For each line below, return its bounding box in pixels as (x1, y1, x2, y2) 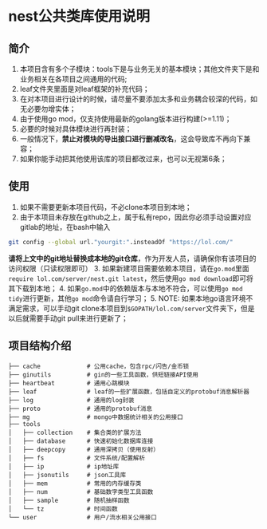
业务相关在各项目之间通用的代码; (19, 74, 128, 84)
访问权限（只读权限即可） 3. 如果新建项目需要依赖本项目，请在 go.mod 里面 (8, 263, 249, 273)
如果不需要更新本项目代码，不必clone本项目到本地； (19, 202, 193, 211)
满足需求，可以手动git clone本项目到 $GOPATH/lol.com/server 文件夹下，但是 (8, 303, 255, 313)
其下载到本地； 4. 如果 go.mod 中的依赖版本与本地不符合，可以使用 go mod (8, 283, 243, 293)
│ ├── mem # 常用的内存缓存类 (8, 480, 142, 488)
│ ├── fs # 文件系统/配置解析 (8, 454, 146, 462)
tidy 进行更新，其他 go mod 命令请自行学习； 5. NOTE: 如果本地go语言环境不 (8, 293, 253, 303)
